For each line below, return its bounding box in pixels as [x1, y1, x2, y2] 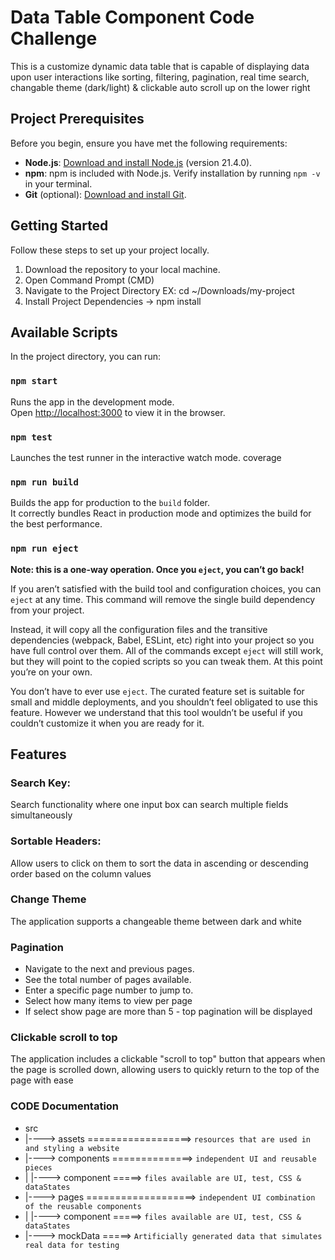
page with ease [10, 1074, 74, 1086]
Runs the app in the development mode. [10, 396, 175, 408]
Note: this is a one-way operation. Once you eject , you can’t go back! [10, 563, 305, 575]
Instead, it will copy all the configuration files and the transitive [10, 623, 268, 635]
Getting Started [10, 217, 109, 235]
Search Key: [10, 776, 71, 790]
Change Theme [10, 892, 87, 906]
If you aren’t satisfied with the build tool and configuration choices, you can [10, 582, 322, 595]
